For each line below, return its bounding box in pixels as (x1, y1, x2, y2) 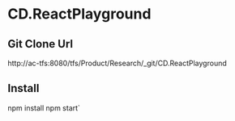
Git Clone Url (7, 37, 74, 51)
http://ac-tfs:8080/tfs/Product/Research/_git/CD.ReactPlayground (7, 58, 228, 68)
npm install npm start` (7, 102, 80, 113)
